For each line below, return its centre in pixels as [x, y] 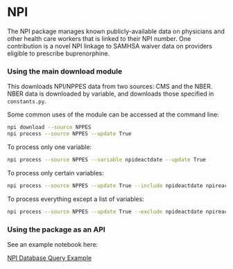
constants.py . [27, 101]
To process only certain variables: [55, 173]
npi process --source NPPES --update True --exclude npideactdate [105, 211]
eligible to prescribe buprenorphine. [58, 53]
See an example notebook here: [53, 244]
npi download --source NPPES [49, 128]
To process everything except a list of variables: [76, 199]
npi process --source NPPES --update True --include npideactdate [105, 185]
